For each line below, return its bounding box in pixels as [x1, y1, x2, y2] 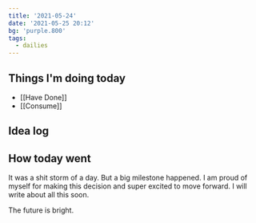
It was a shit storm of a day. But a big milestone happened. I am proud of [8, 173, 248, 183]
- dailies [15, 42, 48, 50]
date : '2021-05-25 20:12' [8, 19, 94, 27]
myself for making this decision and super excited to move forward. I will [8, 181, 248, 191]
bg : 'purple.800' [8, 26, 66, 34]
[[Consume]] [19, 101, 62, 111]
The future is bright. [8, 205, 74, 215]
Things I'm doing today [8, 71, 126, 85]
